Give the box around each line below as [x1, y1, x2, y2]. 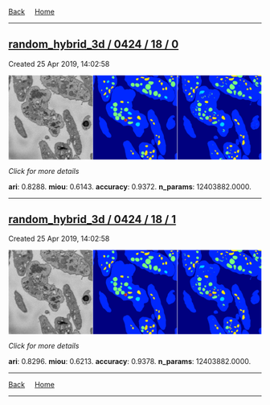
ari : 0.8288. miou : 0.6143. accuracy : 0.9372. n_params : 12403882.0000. [8, 181, 252, 192]
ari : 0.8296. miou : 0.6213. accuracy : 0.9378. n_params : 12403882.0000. [8, 357, 252, 366]
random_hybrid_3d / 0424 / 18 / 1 [8, 213, 177, 226]
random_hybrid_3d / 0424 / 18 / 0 [8, 38, 179, 52]
